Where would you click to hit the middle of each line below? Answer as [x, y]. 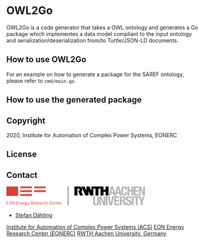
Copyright [26, 120]
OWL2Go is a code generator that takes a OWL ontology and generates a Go [102, 27]
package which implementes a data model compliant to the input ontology [99, 33]
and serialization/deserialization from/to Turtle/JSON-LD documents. [93, 40]
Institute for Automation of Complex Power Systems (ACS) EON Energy [95, 227]
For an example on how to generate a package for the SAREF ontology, [95, 74]
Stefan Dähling [34, 215]
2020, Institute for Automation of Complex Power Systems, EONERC [92, 135]
